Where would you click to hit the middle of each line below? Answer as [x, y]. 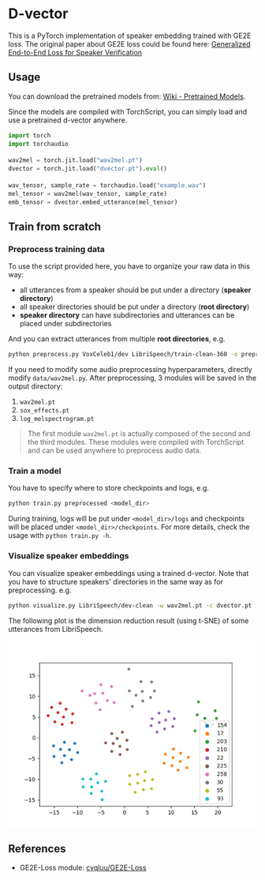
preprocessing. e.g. [40, 590]
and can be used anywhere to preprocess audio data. [114, 450]
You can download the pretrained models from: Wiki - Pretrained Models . [127, 96]
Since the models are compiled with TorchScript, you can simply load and [127, 111]
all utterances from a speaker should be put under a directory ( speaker [135, 290]
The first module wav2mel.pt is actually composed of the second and [139, 434]
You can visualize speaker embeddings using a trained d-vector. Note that [129, 573]
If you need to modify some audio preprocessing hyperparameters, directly [130, 370]
